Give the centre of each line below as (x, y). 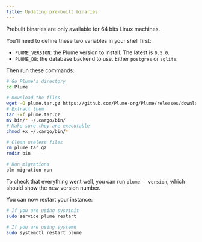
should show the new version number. (54, 188)
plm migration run (29, 170)
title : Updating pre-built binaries (52, 12)
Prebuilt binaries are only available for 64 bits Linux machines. (83, 29)
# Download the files (33, 98)
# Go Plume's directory (36, 81)
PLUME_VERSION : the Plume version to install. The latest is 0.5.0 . (92, 52)
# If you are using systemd (41, 227)
